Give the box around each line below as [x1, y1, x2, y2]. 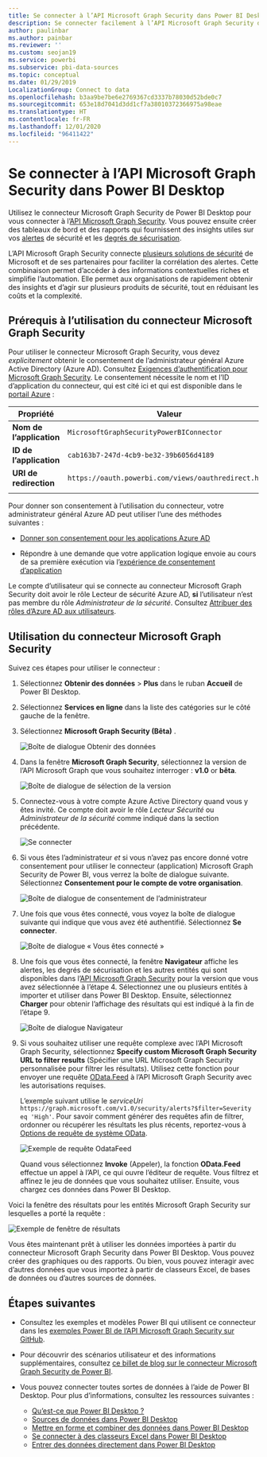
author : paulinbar [8, 26, 69, 34]
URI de [12, 467, 38, 479]
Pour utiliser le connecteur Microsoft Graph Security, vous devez [8, 347, 220, 357]
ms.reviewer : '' [8, 41, 62, 49]
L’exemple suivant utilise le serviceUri [19, 1096, 143, 1106]
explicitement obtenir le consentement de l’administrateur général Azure [8, 356, 245, 365]
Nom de [12, 422, 43, 433]
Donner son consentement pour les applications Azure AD [19, 533, 211, 543]
